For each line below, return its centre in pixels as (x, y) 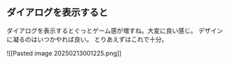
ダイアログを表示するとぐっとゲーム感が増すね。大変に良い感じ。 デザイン (115, 31)
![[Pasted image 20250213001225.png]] (64, 53)
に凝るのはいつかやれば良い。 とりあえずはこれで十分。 (87, 39)
